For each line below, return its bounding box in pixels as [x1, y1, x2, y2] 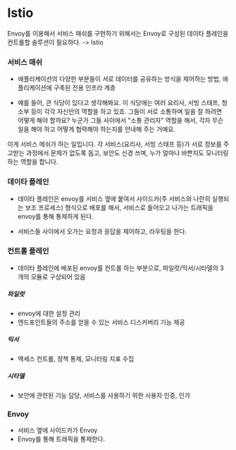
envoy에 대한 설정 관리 [17, 309, 81, 317]
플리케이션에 [17, 83, 53, 92]
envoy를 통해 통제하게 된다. [17, 212, 94, 220]
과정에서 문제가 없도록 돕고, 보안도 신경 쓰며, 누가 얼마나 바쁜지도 [25, 149, 204, 157]
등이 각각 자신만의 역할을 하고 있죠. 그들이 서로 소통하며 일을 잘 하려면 [30, 107, 223, 116]
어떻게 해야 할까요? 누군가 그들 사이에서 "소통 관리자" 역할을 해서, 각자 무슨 [17, 116, 224, 125]
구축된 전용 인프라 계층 [54, 83, 116, 92]
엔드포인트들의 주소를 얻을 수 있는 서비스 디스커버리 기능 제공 [17, 317, 185, 326]
